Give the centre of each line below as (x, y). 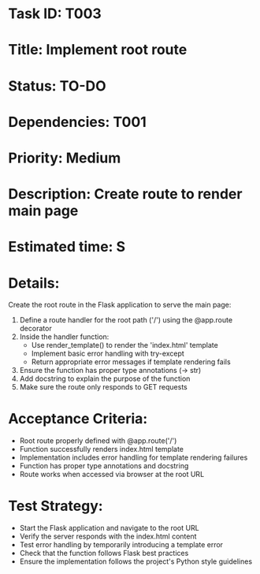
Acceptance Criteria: (78, 419)
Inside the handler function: (64, 337)
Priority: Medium (65, 158)
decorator (36, 329)
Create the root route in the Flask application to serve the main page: (120, 305)
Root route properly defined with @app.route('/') (98, 441)
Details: (34, 283)
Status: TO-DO (57, 86)
